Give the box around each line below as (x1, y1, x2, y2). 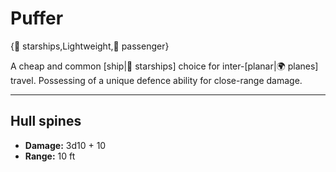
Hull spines (10, 113, 82, 130)
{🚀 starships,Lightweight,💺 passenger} (10, 40, 170, 52)
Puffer (10, 7, 64, 30)
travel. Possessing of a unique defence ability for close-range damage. (10, 74, 303, 86)
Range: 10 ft (24, 150, 76, 162)
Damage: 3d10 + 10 (24, 139, 107, 151)
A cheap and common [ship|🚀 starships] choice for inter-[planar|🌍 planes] (10, 60, 319, 72)
